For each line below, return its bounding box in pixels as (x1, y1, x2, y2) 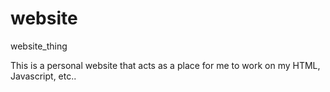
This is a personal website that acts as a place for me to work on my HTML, (10, 59, 321, 71)
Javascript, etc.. (10, 70, 77, 82)
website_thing (10, 40, 68, 52)
